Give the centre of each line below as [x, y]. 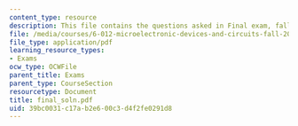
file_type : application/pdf [61, 42]
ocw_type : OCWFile [43, 67]
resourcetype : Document [53, 91]
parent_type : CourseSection [61, 83]
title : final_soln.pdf [51, 100]
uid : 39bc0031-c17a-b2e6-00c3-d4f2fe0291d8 [91, 108]
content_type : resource [53, 17]
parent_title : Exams [47, 75]
